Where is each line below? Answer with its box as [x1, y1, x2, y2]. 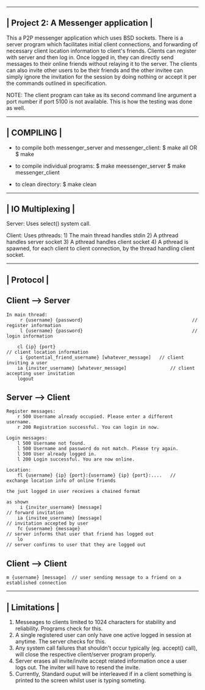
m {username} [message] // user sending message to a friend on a [6, 575, 182, 581]
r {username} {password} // [20, 317, 198, 323]
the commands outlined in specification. [6, 79, 107, 87]
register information [6, 322, 62, 328]
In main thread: [6, 312, 48, 318]
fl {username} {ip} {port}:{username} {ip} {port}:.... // [17, 472, 176, 479]
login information [6, 333, 53, 339]
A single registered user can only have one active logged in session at [15, 631, 192, 639]
